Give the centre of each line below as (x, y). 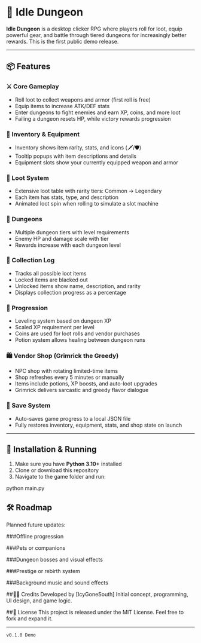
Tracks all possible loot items (51, 273)
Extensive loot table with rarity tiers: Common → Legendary (88, 191)
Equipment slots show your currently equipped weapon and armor (96, 162)
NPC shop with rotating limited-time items (66, 371)
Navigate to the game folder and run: (60, 476)
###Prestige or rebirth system (43, 571)
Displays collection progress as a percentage (71, 292)
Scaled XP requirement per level (54, 327)
